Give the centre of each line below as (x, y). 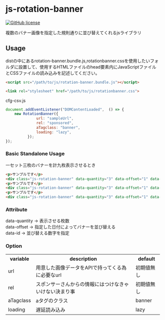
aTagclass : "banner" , (58, 128)
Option (14, 246)
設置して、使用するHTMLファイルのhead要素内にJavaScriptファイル (87, 67)
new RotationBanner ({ (36, 114)
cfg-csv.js (16, 100)
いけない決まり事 (55, 291)
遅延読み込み (50, 310)
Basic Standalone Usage (35, 154)
